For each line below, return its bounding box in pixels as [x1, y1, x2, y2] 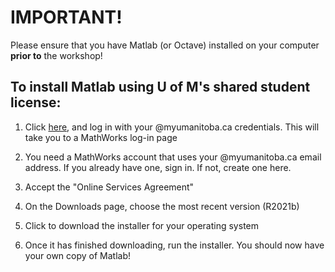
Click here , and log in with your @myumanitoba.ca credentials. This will [24, 121, 320, 133]
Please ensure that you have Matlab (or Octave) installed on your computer [10, 39, 320, 51]
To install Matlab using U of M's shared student [10, 79, 311, 96]
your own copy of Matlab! [24, 249, 132, 261]
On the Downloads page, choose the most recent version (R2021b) [24, 200, 300, 212]
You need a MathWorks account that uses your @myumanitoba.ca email [24, 151, 322, 163]
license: [10, 94, 62, 111]
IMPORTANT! [10, 6, 123, 29]
